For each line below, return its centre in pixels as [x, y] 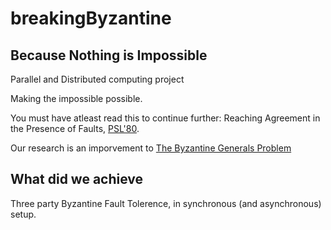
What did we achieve [77, 179]
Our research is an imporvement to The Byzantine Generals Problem [151, 148]
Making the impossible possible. [76, 98]
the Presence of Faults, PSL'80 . [75, 128]
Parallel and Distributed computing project [97, 79]
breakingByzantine [91, 18]
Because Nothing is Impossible [109, 55]
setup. [23, 214]
